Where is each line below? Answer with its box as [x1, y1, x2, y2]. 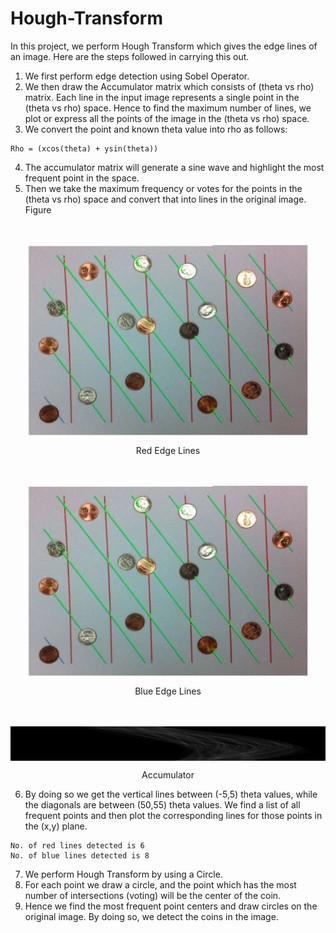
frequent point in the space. [24, 172, 140, 184]
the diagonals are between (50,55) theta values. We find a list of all [24, 798, 301, 811]
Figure [24, 203, 52, 216]
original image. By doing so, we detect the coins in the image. [24, 910, 279, 922]
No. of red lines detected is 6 [10, 840, 145, 851]
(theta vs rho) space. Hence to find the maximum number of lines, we [24, 102, 312, 114]
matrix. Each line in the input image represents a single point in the [24, 91, 300, 103]
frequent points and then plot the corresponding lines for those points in [24, 809, 323, 821]
